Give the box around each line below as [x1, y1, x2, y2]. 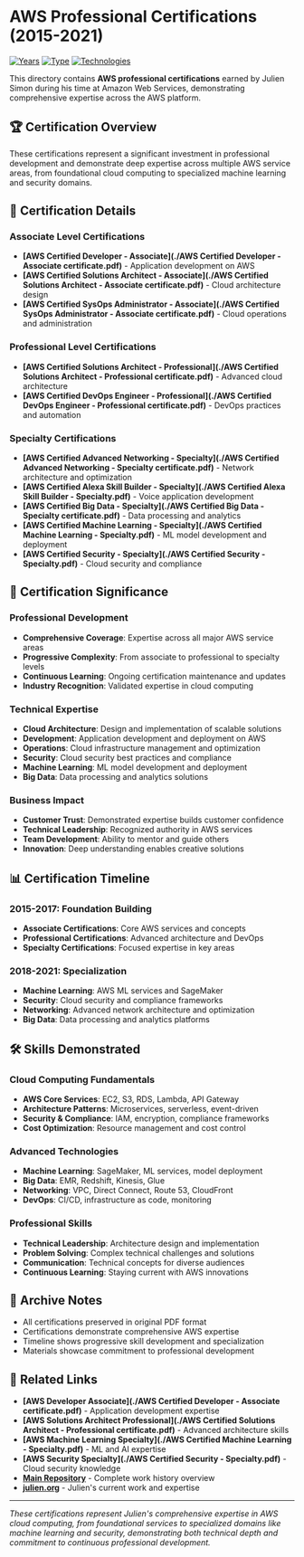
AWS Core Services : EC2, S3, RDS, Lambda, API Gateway [22, 1093, 240, 1105]
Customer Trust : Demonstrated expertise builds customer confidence [22, 814, 284, 825]
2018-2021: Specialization [9, 964, 128, 977]
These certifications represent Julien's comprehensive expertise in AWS [9, 1508, 279, 1519]
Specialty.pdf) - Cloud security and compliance [22, 558, 203, 569]
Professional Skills [9, 1217, 93, 1229]
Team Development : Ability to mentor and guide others [22, 834, 229, 845]
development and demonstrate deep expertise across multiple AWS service [9, 157, 291, 168]
